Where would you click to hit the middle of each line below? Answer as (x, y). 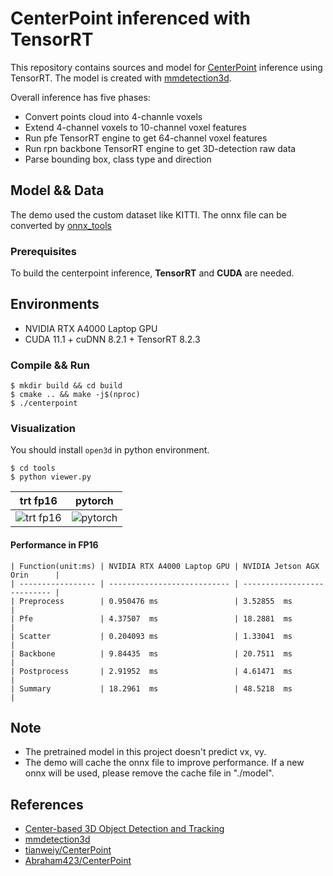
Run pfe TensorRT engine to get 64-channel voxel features (146, 138)
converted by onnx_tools (61, 225)
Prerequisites (43, 251)
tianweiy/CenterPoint (68, 850)
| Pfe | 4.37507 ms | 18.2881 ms (151, 618)
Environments (55, 304)
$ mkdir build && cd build (66, 386)
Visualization (43, 429)
